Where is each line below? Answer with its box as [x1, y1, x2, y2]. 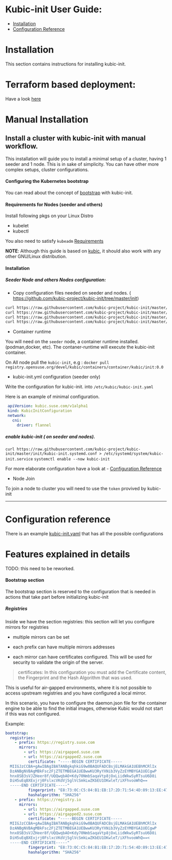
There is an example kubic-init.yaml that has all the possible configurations [5, 530, 164, 536]
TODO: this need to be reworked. [5, 565, 75, 572]
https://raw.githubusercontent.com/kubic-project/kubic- [16, 447, 141, 452]
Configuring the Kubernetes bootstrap [5, 178, 89, 184]
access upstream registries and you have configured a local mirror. [5, 690, 147, 696]
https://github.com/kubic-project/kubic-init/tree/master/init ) [12, 295, 139, 301]
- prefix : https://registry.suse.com [14, 740, 95, 745]
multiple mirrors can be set [12, 634, 70, 640]
